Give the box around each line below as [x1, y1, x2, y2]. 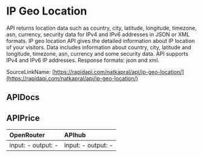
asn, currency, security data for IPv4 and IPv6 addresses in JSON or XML [6, 30, 190, 38]
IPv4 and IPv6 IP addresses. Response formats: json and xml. [6, 56, 159, 64]
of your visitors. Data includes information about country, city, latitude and [6, 44, 192, 51]
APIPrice [6, 113, 40, 123]
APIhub [64, 131, 86, 139]
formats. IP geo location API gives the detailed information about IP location [6, 37, 195, 44]
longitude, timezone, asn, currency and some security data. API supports [6, 50, 189, 57]
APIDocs [6, 92, 40, 102]
